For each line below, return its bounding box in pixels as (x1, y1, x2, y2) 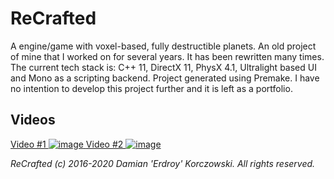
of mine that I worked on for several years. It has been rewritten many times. (10, 50, 325, 62)
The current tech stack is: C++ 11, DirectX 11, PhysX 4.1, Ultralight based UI (10, 61, 317, 73)
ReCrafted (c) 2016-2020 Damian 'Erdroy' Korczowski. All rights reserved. (10, 157, 316, 169)
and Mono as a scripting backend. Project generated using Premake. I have (10, 72, 320, 84)
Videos (10, 112, 56, 129)
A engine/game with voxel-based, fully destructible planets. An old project (10, 40, 317, 52)
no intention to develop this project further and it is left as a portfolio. (10, 82, 293, 94)
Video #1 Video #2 (10, 138, 124, 150)
